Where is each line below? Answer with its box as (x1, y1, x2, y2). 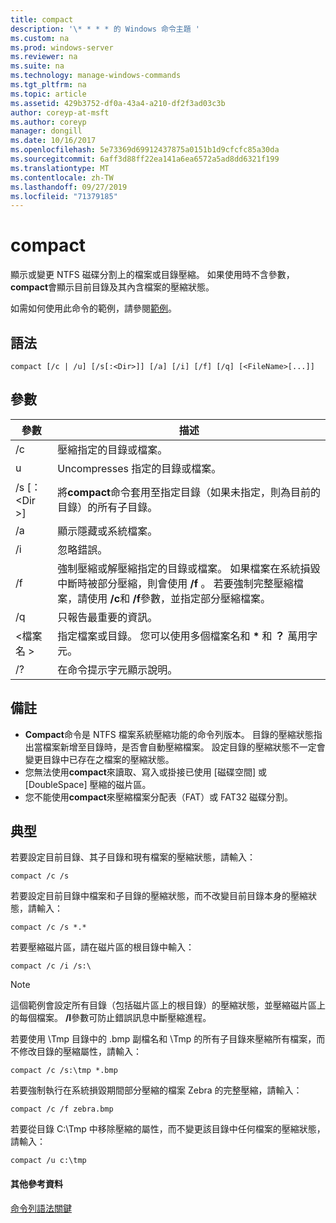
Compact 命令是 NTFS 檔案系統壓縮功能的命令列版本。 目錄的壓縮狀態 (24, 728, 314, 740)
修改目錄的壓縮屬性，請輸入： (18, 1046, 142, 1058)
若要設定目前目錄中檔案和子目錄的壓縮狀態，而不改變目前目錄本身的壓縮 (10, 890, 308, 902)
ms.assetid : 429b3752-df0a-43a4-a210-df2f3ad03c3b (10, 98, 226, 108)
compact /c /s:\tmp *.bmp (10, 1066, 118, 1076)
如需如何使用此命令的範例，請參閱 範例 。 (10, 302, 177, 315)
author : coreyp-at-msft (10, 107, 110, 118)
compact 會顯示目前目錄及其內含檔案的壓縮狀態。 (10, 281, 215, 293)
